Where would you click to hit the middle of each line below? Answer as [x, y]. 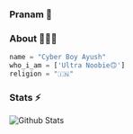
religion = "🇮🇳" [42, 74]
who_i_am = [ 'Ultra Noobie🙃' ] [67, 66]
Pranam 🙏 [31, 14]
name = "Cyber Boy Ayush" [58, 58]
